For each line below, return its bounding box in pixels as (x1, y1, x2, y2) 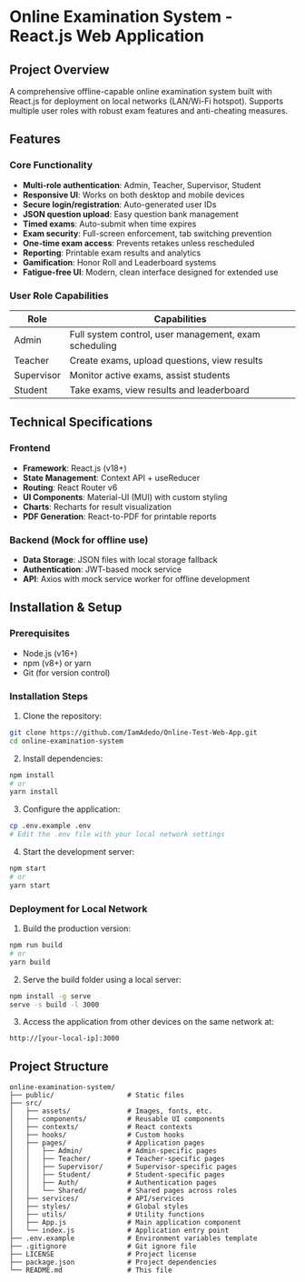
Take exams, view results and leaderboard (69, 384, 250, 396)
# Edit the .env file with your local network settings (9, 830, 225, 839)
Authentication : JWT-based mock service (22, 564, 182, 575)
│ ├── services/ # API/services (9, 1194, 184, 1204)
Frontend (9, 442, 51, 455)
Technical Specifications (9, 415, 153, 430)
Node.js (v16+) (22, 647, 78, 658)
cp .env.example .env (9, 821, 92, 831)
